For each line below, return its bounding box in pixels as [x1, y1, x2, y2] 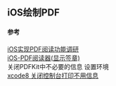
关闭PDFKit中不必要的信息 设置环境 [7, 62, 109, 70]
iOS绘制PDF [7, 6, 60, 19]
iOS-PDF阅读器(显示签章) [7, 54, 81, 62]
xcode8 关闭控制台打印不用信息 [7, 71, 99, 80]
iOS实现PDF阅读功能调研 [7, 44, 79, 53]
